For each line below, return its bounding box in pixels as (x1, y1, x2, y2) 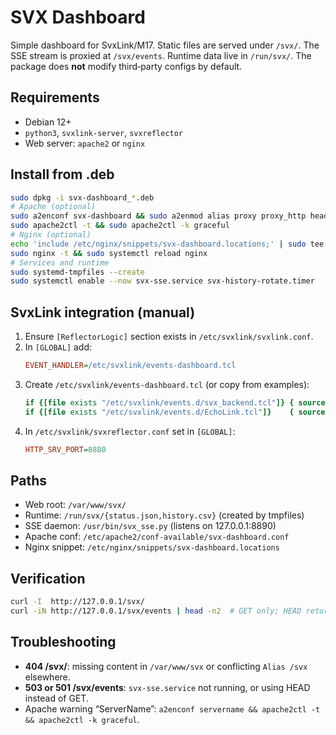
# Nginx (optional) (10, 230, 92, 240)
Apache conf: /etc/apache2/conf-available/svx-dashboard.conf (24, 531, 290, 543)
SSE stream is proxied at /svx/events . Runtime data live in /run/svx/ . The (10, 49, 312, 61)
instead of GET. (24, 692, 89, 704)
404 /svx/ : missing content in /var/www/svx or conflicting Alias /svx (24, 660, 308, 672)
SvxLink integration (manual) (10, 304, 196, 321)
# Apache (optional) (10, 202, 97, 212)
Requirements (10, 89, 100, 106)
